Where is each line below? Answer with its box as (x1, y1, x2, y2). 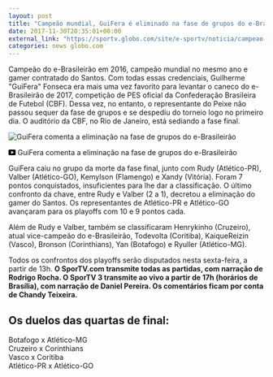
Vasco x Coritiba (8, 352, 64, 362)
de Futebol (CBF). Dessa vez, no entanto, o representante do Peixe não (8, 99, 246, 109)
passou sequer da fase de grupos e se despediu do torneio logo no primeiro (8, 107, 264, 118)
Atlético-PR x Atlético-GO (8, 361, 94, 370)
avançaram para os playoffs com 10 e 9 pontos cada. (8, 206, 186, 216)
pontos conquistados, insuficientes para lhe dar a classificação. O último (8, 180, 252, 191)
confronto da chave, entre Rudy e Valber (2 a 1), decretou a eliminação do (8, 189, 256, 199)
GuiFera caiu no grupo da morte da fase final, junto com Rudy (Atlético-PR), (8, 163, 262, 173)
